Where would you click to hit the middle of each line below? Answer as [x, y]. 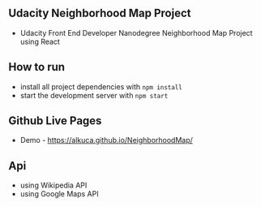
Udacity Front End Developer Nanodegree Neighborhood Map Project [136, 32]
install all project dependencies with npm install [101, 86]
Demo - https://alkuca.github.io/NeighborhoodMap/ [106, 140]
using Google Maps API [59, 194]
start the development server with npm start [94, 95]
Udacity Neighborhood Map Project [100, 13]
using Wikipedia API [53, 185]
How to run [37, 67]
